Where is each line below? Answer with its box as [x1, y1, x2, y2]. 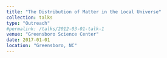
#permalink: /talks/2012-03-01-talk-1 [6, 25, 104, 32]
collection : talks [6, 14, 53, 21]
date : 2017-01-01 [6, 37, 50, 43]
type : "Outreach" [6, 20, 50, 26]
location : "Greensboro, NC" [6, 43, 78, 49]
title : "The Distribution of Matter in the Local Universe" [6, 8, 162, 15]
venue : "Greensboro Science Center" [6, 31, 99, 37]
